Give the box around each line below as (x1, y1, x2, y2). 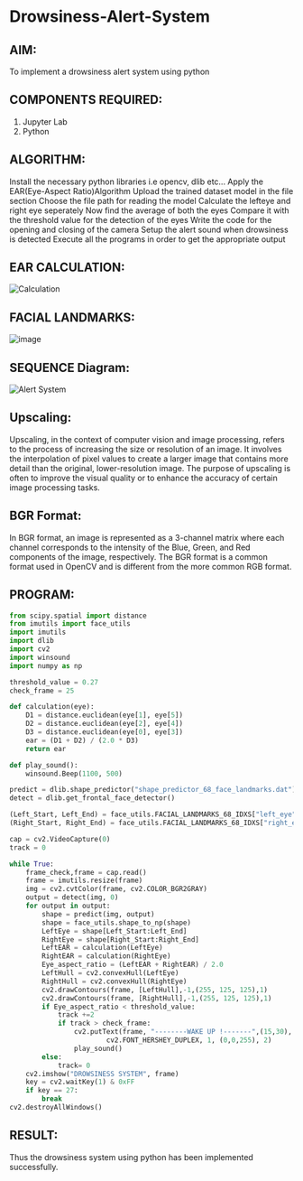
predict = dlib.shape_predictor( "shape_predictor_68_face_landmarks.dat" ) (9, 786, 297, 795)
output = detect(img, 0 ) (25, 893, 119, 902)
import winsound (9, 653, 70, 662)
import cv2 (9, 645, 50, 654)
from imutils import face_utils (9, 619, 131, 628)
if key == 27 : (25, 1086, 78, 1095)
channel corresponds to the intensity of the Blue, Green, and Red (9, 542, 251, 553)
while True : (9, 860, 54, 869)
